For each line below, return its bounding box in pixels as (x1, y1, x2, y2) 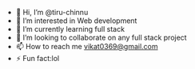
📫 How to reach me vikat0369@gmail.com (15, 42, 158, 51)
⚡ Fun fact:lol (15, 54, 60, 63)
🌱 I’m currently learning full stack (15, 25, 125, 33)
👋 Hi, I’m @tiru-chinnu (15, 8, 89, 17)
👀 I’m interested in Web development (15, 16, 137, 25)
